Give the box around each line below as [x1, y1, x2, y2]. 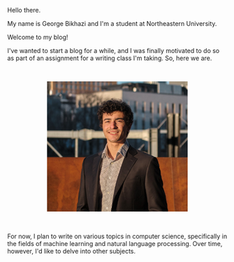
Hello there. [7, 6, 41, 14]
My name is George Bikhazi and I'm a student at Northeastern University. [7, 20, 217, 27]
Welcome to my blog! [7, 33, 68, 41]
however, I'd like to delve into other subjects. [7, 247, 136, 255]
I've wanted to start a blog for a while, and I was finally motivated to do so [7, 47, 220, 54]
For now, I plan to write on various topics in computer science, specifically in [7, 232, 228, 240]
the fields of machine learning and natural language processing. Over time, [7, 240, 223, 247]
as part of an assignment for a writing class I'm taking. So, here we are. [7, 54, 212, 62]
